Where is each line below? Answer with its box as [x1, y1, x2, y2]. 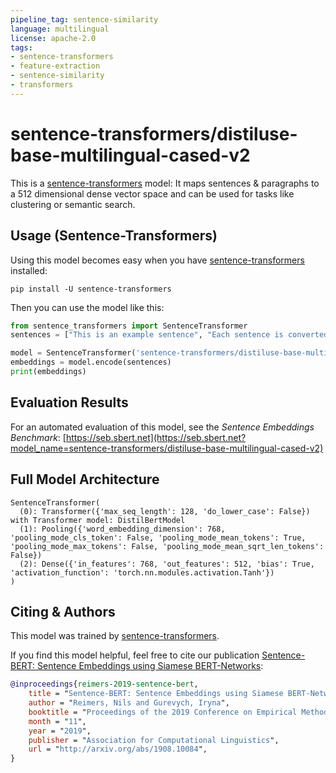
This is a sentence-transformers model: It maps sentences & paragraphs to [10, 177, 320, 189]
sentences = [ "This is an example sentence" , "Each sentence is [10, 330, 284, 340]
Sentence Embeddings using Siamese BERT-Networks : [37, 660, 264, 672]
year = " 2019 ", [28, 726, 92, 736]
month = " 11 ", [28, 716, 87, 726]
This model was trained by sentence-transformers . [10, 630, 220, 642]
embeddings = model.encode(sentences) [10, 357, 172, 368]
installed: [10, 264, 48, 276]
